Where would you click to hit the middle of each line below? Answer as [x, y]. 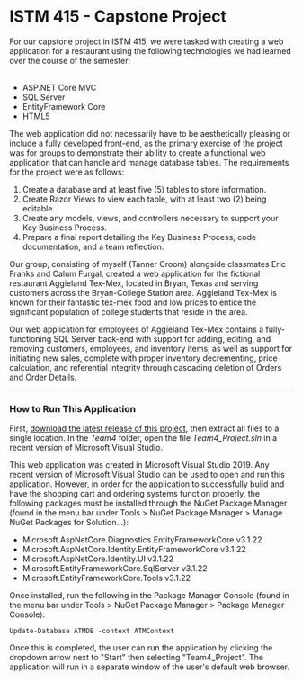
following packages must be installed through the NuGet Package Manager [148, 503]
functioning [31, 338]
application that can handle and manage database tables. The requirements [149, 162]
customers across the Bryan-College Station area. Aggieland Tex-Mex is [143, 292]
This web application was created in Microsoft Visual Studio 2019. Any [139, 465]
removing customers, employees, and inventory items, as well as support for [151, 348]
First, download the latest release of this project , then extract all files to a [144, 428]
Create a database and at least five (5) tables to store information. [144, 189]
